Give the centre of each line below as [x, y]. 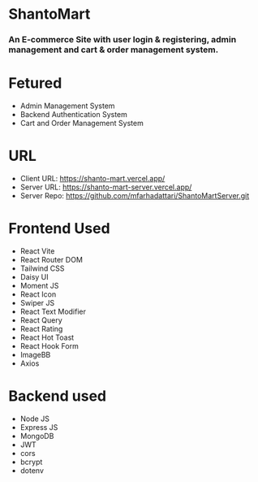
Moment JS [39, 285]
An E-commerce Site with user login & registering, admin [123, 40]
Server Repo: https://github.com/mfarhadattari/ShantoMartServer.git [135, 195]
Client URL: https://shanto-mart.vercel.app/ [92, 178]
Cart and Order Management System [82, 124]
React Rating [41, 328]
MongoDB [37, 436]
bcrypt [31, 462]
